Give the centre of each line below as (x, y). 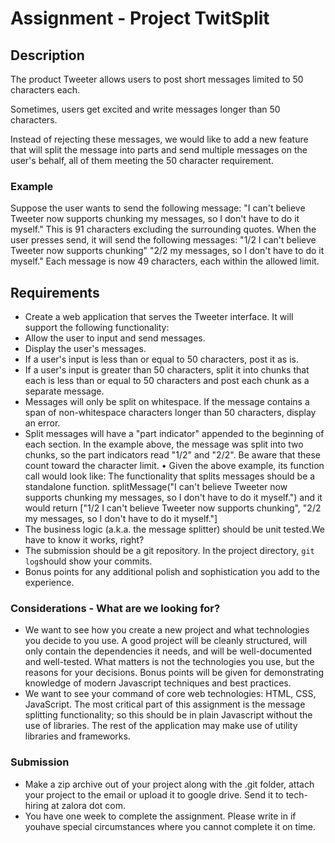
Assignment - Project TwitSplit (140, 18)
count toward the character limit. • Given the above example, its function (174, 466)
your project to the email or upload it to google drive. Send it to (154, 794)
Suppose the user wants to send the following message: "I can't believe (158, 208)
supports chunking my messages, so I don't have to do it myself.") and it (173, 498)
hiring (37, 805)
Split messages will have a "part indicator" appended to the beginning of (174, 434)
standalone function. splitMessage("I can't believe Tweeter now (156, 487)
